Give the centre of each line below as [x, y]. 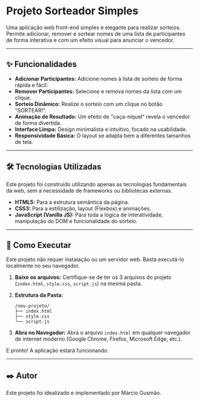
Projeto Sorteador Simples [72, 11]
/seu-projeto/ [32, 306]
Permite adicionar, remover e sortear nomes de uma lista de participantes [96, 33]
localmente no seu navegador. [43, 266]
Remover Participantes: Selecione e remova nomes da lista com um [98, 91]
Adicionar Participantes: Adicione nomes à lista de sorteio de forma [98, 78]
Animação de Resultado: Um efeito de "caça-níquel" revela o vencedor [102, 117]
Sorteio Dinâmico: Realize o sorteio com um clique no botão [89, 104]
